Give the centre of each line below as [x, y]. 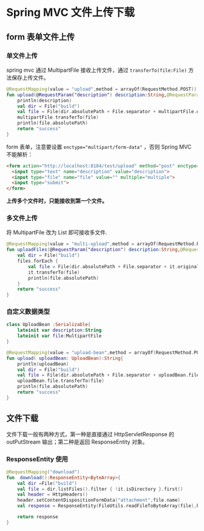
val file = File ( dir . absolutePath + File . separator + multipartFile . [107, 112]
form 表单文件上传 [40, 37]
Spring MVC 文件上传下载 [71, 12]
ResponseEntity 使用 [37, 459]
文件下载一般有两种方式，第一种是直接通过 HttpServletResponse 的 [90, 434]
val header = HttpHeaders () [53, 495]
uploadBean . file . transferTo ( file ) [61, 381]
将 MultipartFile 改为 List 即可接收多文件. [57, 232]
